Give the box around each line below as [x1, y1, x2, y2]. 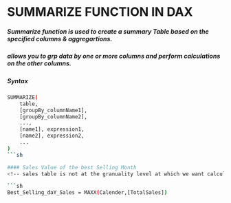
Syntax [7, 76, 29, 85]
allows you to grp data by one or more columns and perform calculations [7, 52, 221, 61]
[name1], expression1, [19, 126, 85, 133]
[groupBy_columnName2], [19, 113, 88, 120]
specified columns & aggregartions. [7, 34, 113, 43]
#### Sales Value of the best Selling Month [7, 164, 137, 171]
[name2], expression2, [19, 132, 85, 140]
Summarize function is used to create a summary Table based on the [7, 27, 209, 35]
